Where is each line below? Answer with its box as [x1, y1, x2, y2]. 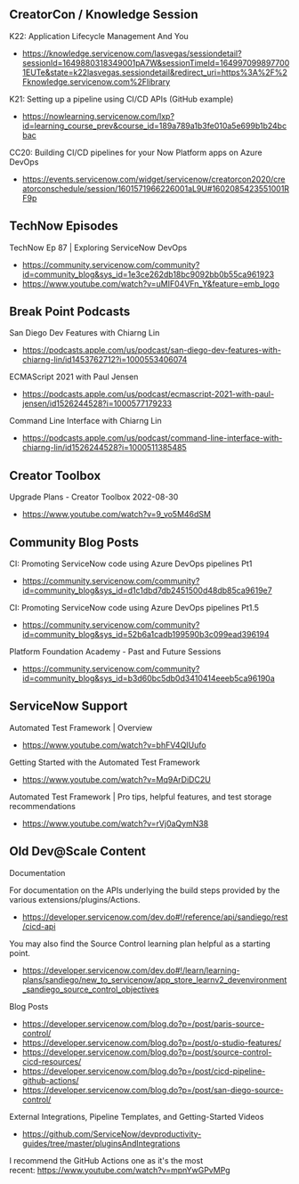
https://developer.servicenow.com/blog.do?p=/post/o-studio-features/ [21, 1037, 282, 1048]
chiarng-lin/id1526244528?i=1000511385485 [21, 442, 187, 453]
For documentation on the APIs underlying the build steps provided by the [9, 885, 280, 896]
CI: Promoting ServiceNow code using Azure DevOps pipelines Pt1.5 [9, 603, 260, 613]
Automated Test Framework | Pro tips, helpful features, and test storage [9, 791, 272, 802]
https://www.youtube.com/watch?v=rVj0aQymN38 [21, 818, 209, 829]
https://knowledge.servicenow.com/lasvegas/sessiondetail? [21, 48, 242, 59]
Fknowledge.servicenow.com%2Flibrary [21, 76, 171, 87]
